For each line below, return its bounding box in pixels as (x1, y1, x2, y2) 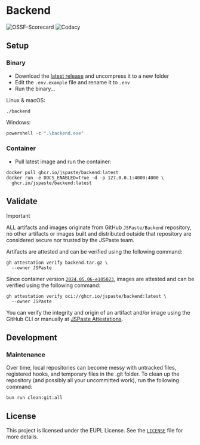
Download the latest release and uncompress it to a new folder (14, 72, 170, 80)
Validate (6, 196, 38, 206)
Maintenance (6, 350, 46, 359)
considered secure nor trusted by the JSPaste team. (6, 236, 135, 243)
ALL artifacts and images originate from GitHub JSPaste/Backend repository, (6, 224, 192, 231)
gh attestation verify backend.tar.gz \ (6, 260, 109, 266)
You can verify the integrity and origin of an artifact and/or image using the (6, 309, 190, 316)
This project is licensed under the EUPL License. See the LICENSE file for (6, 427, 183, 434)
